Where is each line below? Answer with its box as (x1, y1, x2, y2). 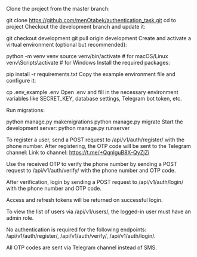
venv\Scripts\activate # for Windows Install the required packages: (6, 59, 170, 66)
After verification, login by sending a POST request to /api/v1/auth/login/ (6, 179, 184, 185)
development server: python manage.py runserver (6, 125, 130, 131)
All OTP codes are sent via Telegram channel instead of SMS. (6, 244, 157, 251)
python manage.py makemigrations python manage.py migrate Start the (6, 118, 183, 125)
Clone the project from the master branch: (6, 5, 110, 12)
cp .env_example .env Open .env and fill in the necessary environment (6, 89, 178, 95)
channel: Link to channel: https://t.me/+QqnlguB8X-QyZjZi (6, 149, 150, 156)
